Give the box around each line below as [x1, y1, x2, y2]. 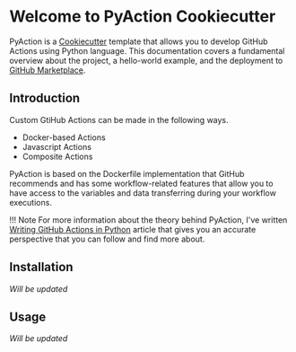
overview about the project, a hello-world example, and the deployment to [9, 55, 283, 66]
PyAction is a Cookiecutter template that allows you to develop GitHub [9, 36, 268, 47]
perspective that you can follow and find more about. [9, 233, 205, 244]
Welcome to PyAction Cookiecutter [9, 6, 276, 27]
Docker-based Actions [22, 132, 106, 143]
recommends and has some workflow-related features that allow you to [9, 178, 274, 189]
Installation [9, 260, 74, 275]
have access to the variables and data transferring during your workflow [9, 187, 276, 198]
